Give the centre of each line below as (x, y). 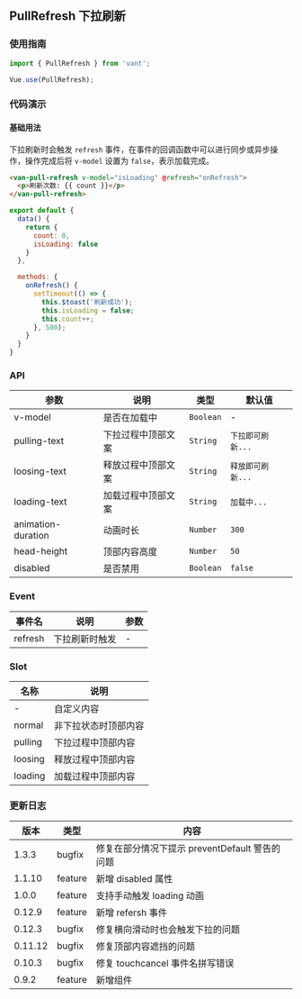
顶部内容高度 (130, 552)
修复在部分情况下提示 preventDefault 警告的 (188, 849)
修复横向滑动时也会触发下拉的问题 (168, 930)
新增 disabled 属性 (134, 879)
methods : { (38, 277)
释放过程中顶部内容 (94, 759)
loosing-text (40, 471)
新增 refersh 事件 (132, 913)
